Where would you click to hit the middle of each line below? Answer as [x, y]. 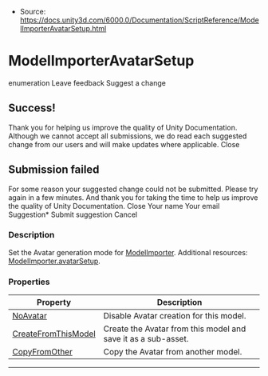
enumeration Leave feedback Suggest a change [87, 82]
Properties [29, 282]
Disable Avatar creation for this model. [175, 316]
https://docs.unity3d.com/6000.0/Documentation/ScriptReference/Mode [139, 20]
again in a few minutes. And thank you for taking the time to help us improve [133, 197]
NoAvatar [30, 316]
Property [54, 302]
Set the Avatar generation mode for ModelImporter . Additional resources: [128, 252]
